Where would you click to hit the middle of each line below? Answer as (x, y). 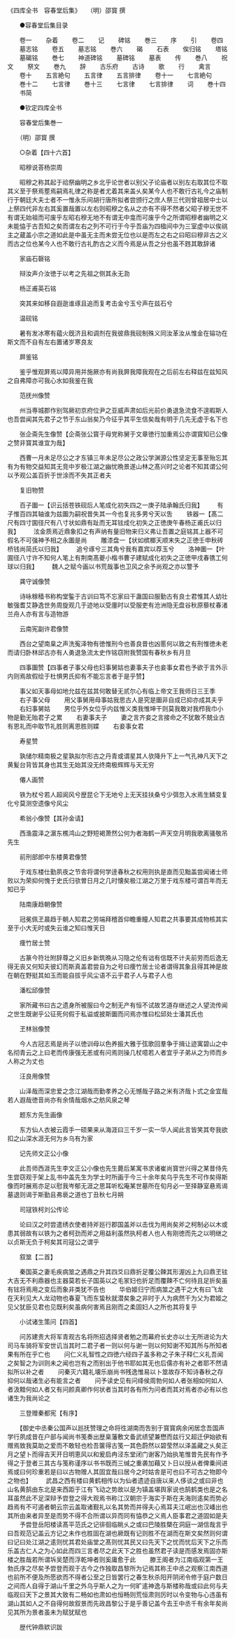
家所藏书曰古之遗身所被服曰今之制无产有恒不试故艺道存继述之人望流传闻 (123, 1005)
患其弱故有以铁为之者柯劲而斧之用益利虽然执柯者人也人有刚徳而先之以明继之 (117, 1233)
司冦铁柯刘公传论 (44, 1210)
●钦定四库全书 (41, 108)
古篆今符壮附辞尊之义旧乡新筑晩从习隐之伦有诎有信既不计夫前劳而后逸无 (123, 958)
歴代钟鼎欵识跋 (41, 1627)
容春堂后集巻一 (41, 122)
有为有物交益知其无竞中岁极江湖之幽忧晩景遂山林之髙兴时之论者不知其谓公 (114, 466)
